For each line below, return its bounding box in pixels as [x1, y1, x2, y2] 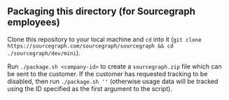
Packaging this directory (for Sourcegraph [7, 6, 196, 17]
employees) [7, 17, 61, 29]
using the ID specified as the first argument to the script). [7, 84, 173, 93]
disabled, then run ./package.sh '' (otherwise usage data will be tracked [7, 77, 218, 85]
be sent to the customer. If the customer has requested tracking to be [7, 69, 208, 78]
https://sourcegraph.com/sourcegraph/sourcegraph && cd [7, 42, 174, 50]
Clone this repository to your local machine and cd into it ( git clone [7, 35, 202, 43]
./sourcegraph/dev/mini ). [7, 48, 81, 57]
